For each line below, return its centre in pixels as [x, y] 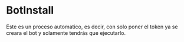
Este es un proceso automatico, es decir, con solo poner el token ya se [92, 27]
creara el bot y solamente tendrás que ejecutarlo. [66, 33]
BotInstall [30, 10]
